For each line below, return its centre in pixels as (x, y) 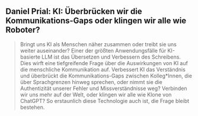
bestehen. (32, 107)
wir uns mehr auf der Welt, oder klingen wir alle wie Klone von (96, 94)
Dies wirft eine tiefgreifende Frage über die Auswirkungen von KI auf (104, 63)
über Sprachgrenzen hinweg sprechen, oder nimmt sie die (91, 82)
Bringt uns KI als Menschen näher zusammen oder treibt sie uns (98, 44)
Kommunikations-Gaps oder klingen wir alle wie (96, 21)
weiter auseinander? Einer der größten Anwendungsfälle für (93, 50)
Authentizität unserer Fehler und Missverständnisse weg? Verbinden (103, 88)
